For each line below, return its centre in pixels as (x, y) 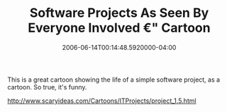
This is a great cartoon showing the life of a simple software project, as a (114, 80)
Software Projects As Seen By (119, 13)
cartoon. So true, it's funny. (47, 87)
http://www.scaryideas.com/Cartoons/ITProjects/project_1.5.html (102, 101)
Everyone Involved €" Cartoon (119, 28)
